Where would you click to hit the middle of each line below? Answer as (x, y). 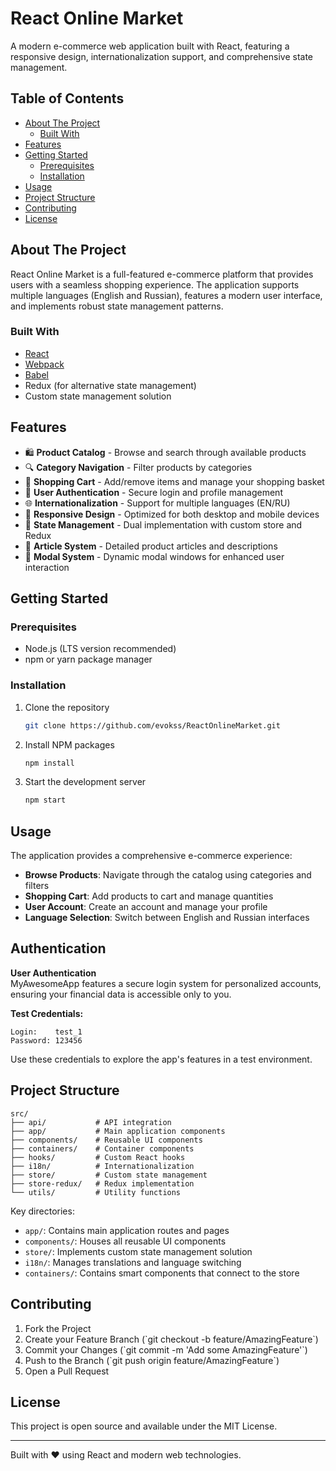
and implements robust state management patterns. (117, 306)
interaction (47, 567)
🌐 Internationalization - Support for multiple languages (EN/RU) (157, 503)
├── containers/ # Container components (102, 1148)
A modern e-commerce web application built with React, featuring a (150, 46)
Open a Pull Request (67, 1371)
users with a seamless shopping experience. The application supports (155, 284)
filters (37, 886)
